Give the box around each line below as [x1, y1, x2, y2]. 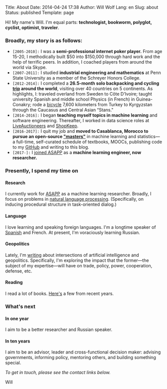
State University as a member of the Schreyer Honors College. [12, 75, 141, 81]
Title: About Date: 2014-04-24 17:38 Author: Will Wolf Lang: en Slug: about [5, 5, 159, 10]
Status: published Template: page [5, 10, 74, 16]
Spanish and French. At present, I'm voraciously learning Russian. [5, 229, 141, 235]
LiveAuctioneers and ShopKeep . [12, 123, 79, 129]
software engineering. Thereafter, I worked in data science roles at [12, 118, 150, 124]
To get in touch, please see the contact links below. [5, 369, 111, 375]
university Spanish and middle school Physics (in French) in [12, 96, 135, 102]
